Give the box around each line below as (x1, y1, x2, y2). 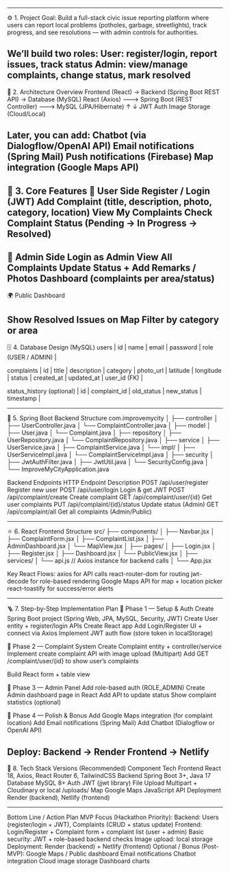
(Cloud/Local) (7, 109, 46, 117)
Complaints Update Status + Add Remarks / (7, 262, 196, 273)
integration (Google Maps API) (7, 162, 139, 174)
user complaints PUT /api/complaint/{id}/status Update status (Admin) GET (7, 501, 219, 509)
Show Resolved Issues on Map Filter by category (7, 314, 219, 325)
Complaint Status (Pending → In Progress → (7, 217, 198, 229)
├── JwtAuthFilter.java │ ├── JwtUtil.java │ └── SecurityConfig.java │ (7, 458, 209, 466)
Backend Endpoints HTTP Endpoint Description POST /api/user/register (7, 479, 209, 487)
